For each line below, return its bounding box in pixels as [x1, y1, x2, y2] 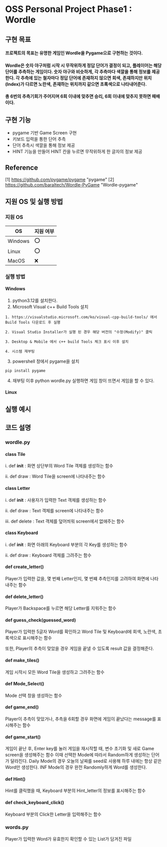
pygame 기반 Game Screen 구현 [12, 130, 77, 136]
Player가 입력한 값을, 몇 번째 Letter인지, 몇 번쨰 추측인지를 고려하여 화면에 [5, 575, 150, 582]
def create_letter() [5, 564, 44, 570]
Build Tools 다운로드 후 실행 [5, 320, 61, 325]
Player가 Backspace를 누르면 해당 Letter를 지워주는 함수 [5, 605, 117, 612]
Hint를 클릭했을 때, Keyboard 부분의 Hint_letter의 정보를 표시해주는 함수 [5, 788, 146, 794]
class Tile [5, 451, 26, 457]
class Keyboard [5, 530, 38, 536]
